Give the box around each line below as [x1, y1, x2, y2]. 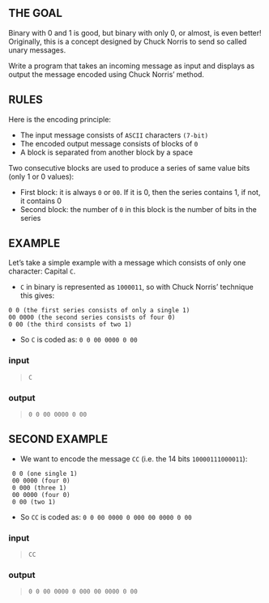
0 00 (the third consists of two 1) [8, 321, 132, 329]
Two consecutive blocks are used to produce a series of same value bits [8, 163, 250, 172]
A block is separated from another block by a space [19, 147, 194, 157]
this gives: [19, 291, 55, 300]
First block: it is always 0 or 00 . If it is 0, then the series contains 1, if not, [19, 187, 261, 197]
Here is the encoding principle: [8, 114, 112, 124]
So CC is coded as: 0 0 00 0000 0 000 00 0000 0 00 [19, 512, 192, 521]
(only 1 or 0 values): [8, 172, 75, 181]
